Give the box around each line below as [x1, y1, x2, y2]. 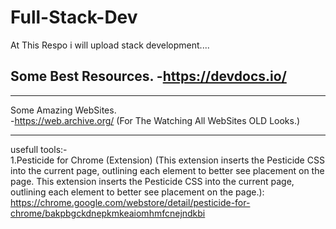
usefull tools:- [10, 143, 68, 155]
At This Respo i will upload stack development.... [10, 39, 210, 51]
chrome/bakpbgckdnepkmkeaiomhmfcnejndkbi [10, 207, 206, 219]
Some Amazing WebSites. [10, 104, 117, 116]
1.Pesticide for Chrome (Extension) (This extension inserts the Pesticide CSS [10, 154, 325, 166]
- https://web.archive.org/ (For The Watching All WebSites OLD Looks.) [10, 114, 301, 126]
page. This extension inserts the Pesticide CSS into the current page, [10, 175, 295, 187]
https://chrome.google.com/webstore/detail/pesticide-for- [10, 196, 251, 208]
